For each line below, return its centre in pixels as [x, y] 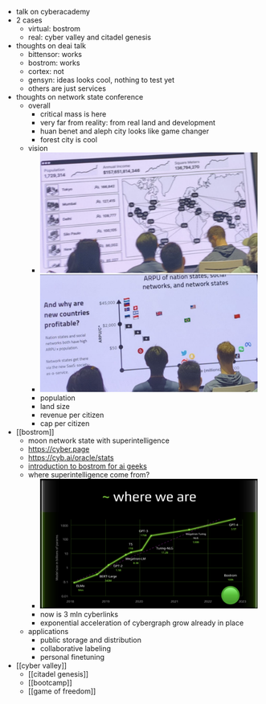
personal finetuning [72, 657]
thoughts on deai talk [51, 46]
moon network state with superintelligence [99, 440]
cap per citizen [65, 424]
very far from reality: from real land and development [127, 123]
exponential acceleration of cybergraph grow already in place [142, 623]
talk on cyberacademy [53, 12]
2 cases [29, 20]
